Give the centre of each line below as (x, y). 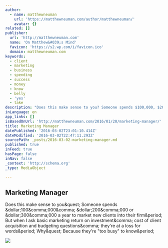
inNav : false (19, 158)
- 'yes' (18, 98)
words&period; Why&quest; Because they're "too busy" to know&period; (80, 231)
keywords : (15, 56)
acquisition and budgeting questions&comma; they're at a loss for (73, 226)
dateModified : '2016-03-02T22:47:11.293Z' (50, 135)
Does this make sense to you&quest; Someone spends (61, 204)
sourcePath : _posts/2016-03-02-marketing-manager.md (61, 140)
